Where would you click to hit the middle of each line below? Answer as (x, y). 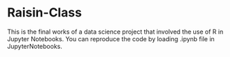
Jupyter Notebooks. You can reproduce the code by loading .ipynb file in (111, 38)
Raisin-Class (44, 13)
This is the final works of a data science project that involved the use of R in (115, 32)
